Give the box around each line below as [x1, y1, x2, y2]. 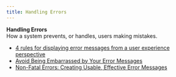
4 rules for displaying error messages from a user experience [15, 44, 170, 51]
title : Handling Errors [6, 9, 67, 15]
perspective [15, 50, 46, 58]
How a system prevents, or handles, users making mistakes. [6, 32, 158, 40]
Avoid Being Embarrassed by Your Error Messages [15, 57, 142, 64]
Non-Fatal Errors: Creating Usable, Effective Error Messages [15, 64, 167, 71]
